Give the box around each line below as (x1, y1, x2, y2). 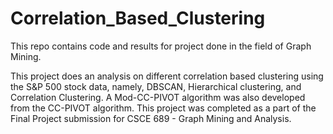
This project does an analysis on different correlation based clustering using (10, 70, 324, 82)
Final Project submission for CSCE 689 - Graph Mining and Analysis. (10, 112, 292, 124)
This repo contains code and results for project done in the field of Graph (10, 40, 312, 52)
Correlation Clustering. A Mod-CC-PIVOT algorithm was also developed (10, 91, 306, 103)
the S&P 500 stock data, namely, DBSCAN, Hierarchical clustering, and (10, 80, 302, 92)
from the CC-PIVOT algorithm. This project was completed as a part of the (10, 102, 317, 114)
